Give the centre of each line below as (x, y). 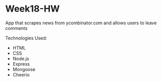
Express (21, 64)
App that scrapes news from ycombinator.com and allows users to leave (81, 23)
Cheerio (21, 74)
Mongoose (24, 69)
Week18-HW (33, 9)
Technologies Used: (26, 38)
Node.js (21, 58)
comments (17, 28)
